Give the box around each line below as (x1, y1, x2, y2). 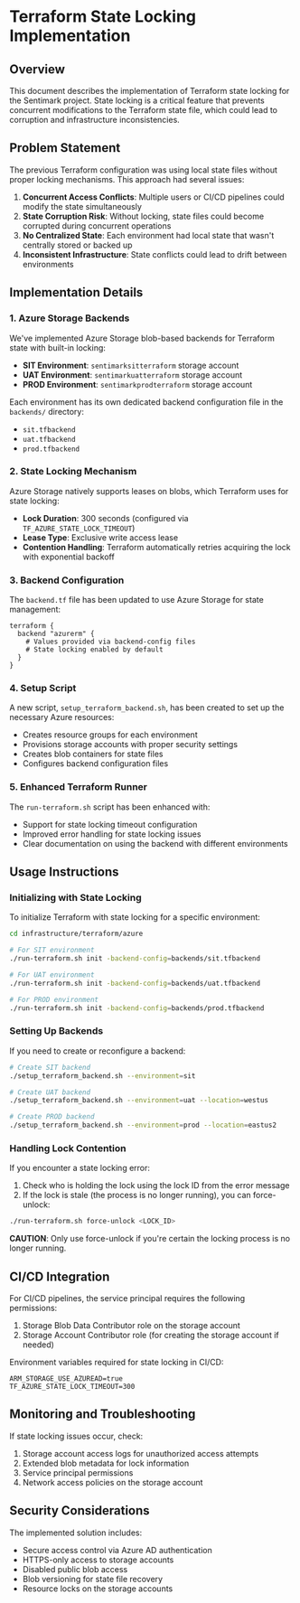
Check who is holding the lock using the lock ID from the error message (22, 1180, 290, 1191)
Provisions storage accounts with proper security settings (22, 739, 238, 750)
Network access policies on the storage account (22, 1476, 203, 1487)
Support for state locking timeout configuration (22, 819, 198, 830)
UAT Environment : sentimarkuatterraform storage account (22, 369, 243, 380)
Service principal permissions (22, 1467, 134, 1478)
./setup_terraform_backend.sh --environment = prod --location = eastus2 (9, 1120, 277, 1130)
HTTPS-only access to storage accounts (22, 1554, 174, 1565)
